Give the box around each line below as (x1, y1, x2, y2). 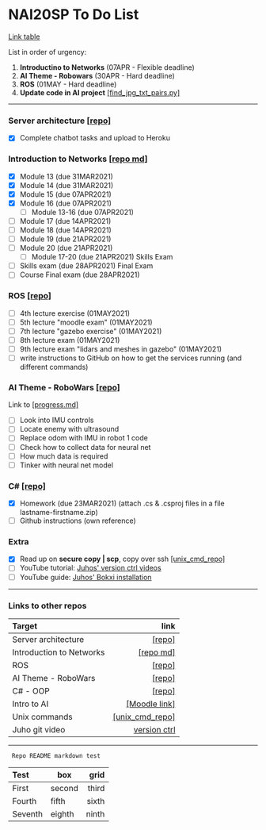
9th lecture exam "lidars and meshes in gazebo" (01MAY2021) (19, 344, 222, 354)
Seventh (12, 808, 44, 819)
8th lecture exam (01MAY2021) (19, 335, 120, 344)
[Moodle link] (126, 698, 176, 709)
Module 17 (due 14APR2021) (19, 216, 112, 225)
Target (12, 621, 38, 632)
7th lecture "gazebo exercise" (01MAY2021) (19, 326, 162, 336)
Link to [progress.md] (8, 400, 79, 409)
